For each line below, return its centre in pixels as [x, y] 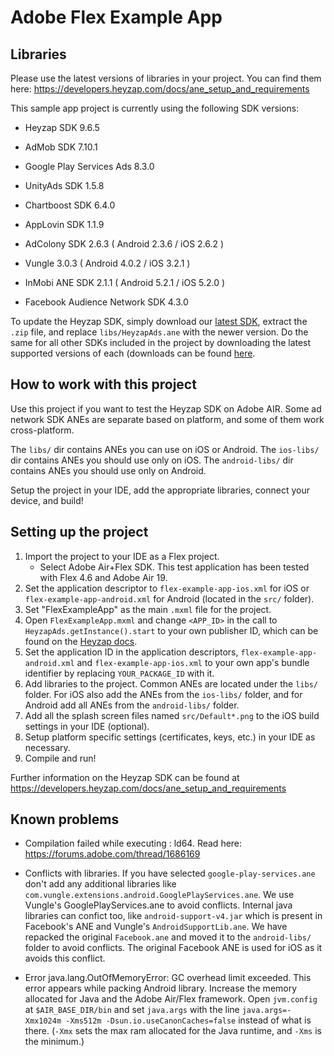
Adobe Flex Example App [116, 17]
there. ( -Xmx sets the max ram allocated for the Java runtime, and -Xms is [173, 1031]
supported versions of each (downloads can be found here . [133, 353]
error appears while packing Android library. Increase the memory [161, 988]
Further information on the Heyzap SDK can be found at [125, 777]
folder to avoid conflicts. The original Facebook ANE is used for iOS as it [173, 948]
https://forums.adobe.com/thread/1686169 [112, 854]
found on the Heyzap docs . [81, 641]
